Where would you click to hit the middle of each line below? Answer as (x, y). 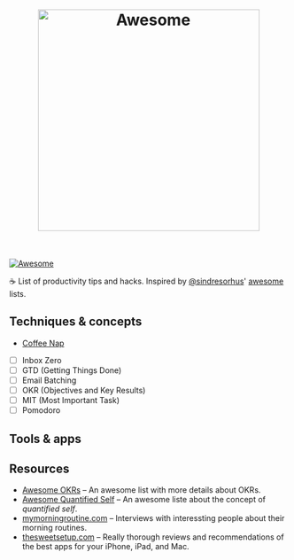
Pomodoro (41, 410)
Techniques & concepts (76, 322)
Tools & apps (46, 439)
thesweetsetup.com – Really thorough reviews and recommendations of (153, 537)
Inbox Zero (42, 360)
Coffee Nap (43, 343)
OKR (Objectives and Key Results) (84, 390)
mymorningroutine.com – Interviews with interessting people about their (153, 518)
